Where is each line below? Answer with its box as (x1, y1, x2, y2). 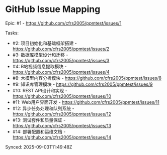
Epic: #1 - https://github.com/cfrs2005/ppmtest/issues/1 (5, 20, 122, 26)
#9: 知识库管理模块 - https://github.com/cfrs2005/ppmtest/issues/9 (12, 81, 153, 87)
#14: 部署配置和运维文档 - (12, 128, 66, 134)
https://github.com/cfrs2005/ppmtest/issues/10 (12, 93, 112, 99)
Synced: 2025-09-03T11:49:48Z (5, 144, 72, 150)
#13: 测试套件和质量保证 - (12, 117, 66, 123)
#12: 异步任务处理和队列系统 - (12, 105, 74, 111)
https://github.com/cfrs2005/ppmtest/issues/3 (12, 57, 110, 63)
